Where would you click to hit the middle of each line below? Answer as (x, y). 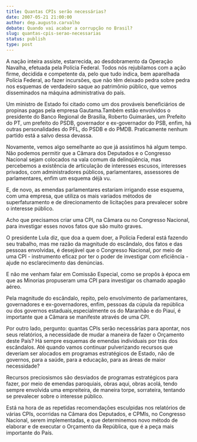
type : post (19, 45)
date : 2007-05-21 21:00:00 (39, 17)
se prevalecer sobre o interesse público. (55, 396)
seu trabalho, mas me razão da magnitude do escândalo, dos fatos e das (94, 244)
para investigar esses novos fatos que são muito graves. (74, 226)
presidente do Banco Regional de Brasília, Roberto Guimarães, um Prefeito (96, 116)
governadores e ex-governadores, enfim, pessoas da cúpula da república (95, 304)
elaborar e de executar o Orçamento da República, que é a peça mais (90, 426)
